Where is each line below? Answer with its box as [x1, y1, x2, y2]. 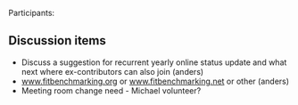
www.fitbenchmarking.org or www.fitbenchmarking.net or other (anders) [21, 76, 290, 86]
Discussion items [8, 33, 106, 48]
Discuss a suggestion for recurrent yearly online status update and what [21, 57, 287, 68]
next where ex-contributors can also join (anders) [21, 66, 204, 77]
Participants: [8, 8, 55, 18]
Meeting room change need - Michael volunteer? [21, 85, 202, 96]
